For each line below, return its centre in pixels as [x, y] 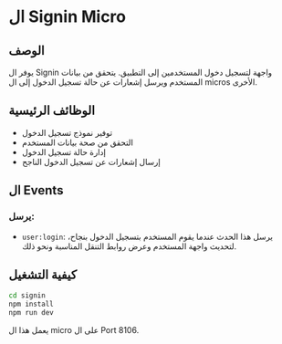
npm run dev [31, 313]
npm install [31, 304]
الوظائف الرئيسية [52, 111]
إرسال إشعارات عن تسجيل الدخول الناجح [91, 162]
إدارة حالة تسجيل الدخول [64, 151]
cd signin [27, 296]
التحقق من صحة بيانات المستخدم [78, 142]
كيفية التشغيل [43, 274]
